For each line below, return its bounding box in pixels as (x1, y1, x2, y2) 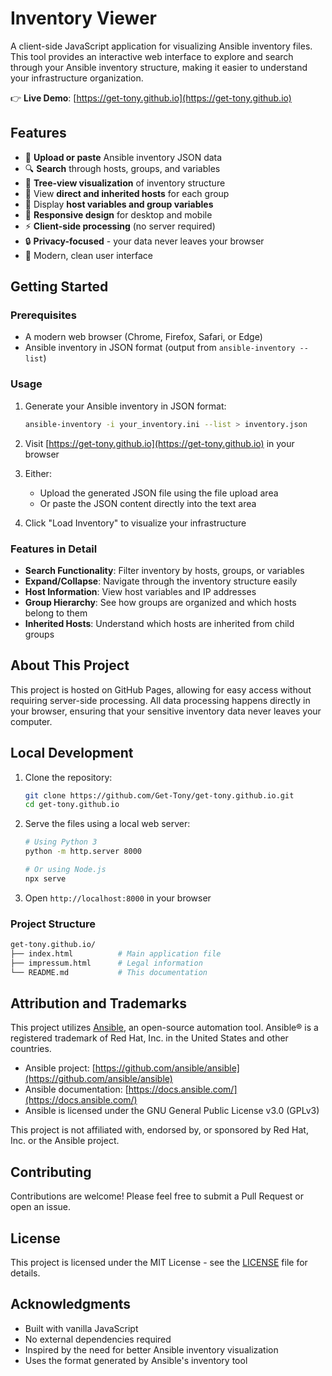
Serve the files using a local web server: (24, 818, 191, 830)
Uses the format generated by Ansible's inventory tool (24, 1354, 248, 1366)
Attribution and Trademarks (10, 995, 187, 1012)
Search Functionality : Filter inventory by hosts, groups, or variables (24, 564, 305, 576)
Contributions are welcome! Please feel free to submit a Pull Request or (10, 1190, 304, 1202)
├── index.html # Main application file (10, 948, 222, 959)
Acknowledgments (10, 1296, 132, 1313)
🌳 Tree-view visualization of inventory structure (24, 177, 226, 189)
